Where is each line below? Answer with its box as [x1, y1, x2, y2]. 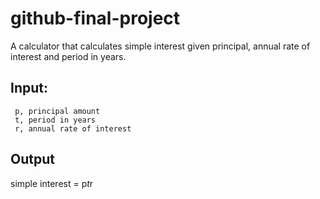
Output [10, 151, 55, 168]
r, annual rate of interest [14, 123, 132, 134]
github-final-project [10, 7, 181, 30]
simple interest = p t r [10, 177, 94, 189]
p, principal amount [14, 106, 101, 116]
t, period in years [14, 115, 97, 125]
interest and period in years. [10, 50, 127, 62]
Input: [10, 80, 48, 97]
